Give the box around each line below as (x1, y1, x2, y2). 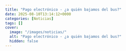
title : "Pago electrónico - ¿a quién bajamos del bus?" (5, 7, 122, 12)
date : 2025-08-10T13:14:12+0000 (5, 12, 71, 17)
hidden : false (9, 39, 38, 44)
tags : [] (5, 20, 23, 26)
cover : (5, 25, 19, 30)
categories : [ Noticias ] (5, 16, 54, 21)
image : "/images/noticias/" (9, 30, 67, 34)
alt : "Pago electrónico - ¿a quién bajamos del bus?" (9, 34, 122, 39)
